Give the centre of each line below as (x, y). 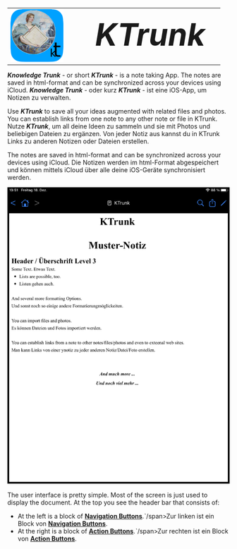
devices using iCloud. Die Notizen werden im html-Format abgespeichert (113, 162)
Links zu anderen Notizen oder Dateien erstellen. (78, 141)
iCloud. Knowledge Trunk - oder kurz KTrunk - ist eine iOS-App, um (107, 90)
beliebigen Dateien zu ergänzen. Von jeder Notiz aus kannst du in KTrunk (114, 134)
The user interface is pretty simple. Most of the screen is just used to (108, 495)
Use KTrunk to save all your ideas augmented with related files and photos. (117, 111)
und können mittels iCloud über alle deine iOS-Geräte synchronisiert (107, 170)
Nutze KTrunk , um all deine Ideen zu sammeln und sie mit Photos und (109, 126)
